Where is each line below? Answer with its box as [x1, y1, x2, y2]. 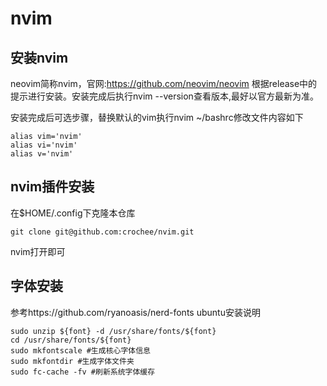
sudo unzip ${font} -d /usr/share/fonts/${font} [10, 326, 217, 336]
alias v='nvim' [10, 149, 74, 159]
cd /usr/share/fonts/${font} [10, 335, 132, 345]
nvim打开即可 [10, 245, 66, 257]
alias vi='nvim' [10, 140, 78, 150]
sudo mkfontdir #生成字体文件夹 [10, 356, 135, 366]
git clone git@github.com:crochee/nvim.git [10, 227, 195, 237]
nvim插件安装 [10, 178, 95, 196]
